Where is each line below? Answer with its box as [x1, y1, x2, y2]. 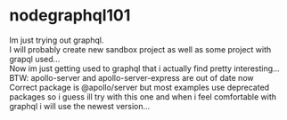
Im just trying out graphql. [9, 35, 104, 45]
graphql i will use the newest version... [9, 100, 151, 111]
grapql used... [9, 53, 61, 64]
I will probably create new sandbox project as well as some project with [9, 44, 272, 54]
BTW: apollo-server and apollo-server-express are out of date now [9, 72, 254, 83]
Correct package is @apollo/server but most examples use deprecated [9, 82, 270, 92]
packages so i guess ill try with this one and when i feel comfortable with [9, 91, 277, 102]
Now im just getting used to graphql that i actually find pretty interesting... [9, 63, 280, 74]
